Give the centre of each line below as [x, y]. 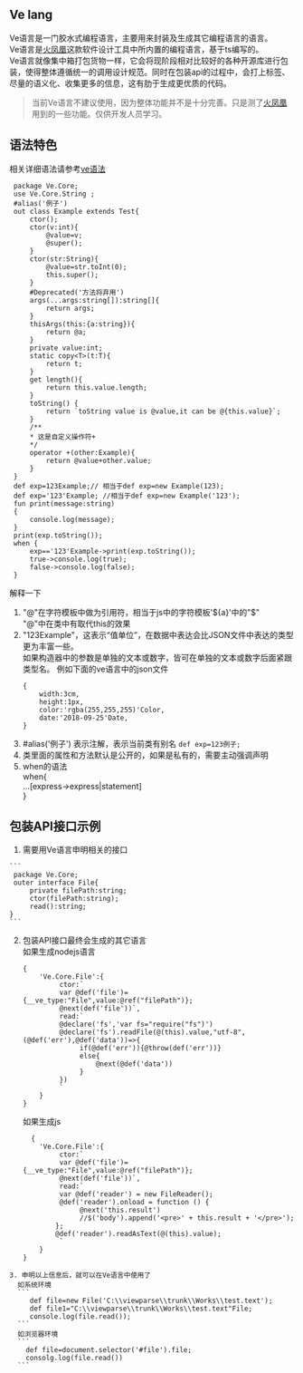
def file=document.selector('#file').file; [109, 1350]
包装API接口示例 [55, 827]
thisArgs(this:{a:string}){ [82, 324]
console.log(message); [72, 519]
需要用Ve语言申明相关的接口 [75, 850]
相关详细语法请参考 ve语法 [57, 169]
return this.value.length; [96, 387]
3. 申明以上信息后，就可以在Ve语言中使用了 [80, 1276]
